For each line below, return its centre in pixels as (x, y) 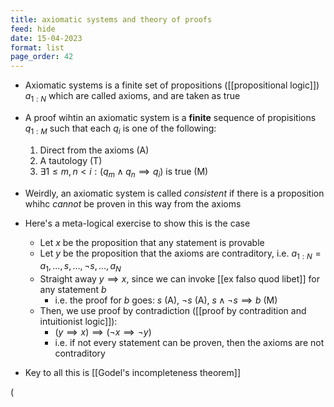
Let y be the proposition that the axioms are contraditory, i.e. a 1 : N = (180, 254)
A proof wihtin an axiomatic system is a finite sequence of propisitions (170, 117)
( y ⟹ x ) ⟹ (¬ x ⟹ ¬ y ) (103, 332)
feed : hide (33, 29)
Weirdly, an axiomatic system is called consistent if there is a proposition (174, 193)
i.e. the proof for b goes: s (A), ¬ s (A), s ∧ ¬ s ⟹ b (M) (166, 300)
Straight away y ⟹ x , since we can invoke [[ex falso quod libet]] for (179, 279)
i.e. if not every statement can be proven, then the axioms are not (189, 343)
